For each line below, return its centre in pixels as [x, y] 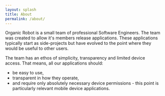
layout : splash [21, 10]
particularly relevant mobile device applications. [61, 89]
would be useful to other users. [37, 48]
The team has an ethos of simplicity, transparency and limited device [75, 58]
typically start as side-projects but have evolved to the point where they [78, 43]
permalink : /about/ [25, 19]
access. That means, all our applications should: [54, 63]
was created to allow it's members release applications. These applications [82, 38]
